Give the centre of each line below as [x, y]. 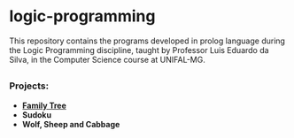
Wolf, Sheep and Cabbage [71, 124]
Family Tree [44, 105]
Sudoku [36, 115]
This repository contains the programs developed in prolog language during [147, 41]
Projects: [29, 86]
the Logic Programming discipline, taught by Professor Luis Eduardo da [139, 50]
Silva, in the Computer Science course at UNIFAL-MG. [107, 59]
